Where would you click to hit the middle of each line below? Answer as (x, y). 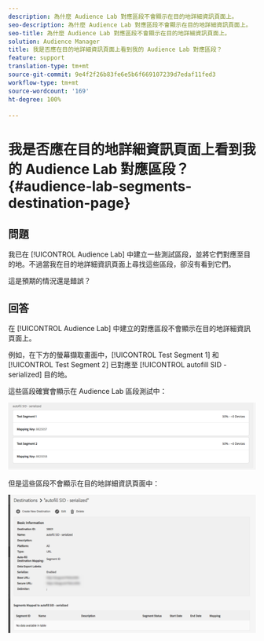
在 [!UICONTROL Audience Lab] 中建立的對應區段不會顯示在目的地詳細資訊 (130, 329)
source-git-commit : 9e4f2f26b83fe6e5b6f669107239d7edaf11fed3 (112, 75)
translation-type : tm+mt (49, 67)
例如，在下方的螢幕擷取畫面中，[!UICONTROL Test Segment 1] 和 (114, 355)
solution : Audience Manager (54, 42)
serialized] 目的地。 (40, 375)
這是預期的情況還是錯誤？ (49, 281)
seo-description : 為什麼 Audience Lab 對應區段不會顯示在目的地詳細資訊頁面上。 (130, 25)
